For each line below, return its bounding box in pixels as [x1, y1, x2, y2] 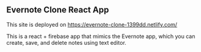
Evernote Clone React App [6, 5, 109, 15]
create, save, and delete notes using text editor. [6, 39, 127, 46]
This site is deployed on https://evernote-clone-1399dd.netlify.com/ [6, 21, 178, 28]
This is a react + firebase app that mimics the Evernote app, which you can [6, 33, 195, 40]
